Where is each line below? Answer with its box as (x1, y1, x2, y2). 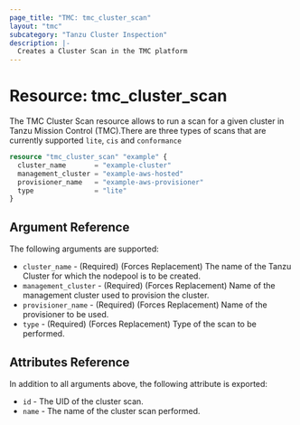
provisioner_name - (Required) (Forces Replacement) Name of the (22, 299, 268, 310)
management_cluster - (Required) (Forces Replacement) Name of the (22, 280, 276, 291)
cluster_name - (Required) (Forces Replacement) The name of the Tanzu (22, 261, 292, 272)
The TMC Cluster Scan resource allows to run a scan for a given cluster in (9, 116, 285, 127)
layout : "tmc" (9, 22, 63, 31)
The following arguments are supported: (9, 243, 160, 254)
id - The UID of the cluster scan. (22, 395, 145, 407)
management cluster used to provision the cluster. (22, 290, 210, 301)
